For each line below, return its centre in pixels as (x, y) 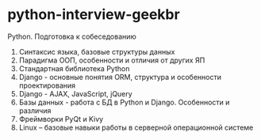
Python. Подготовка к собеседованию (72, 36)
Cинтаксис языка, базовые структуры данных (97, 51)
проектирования (47, 85)
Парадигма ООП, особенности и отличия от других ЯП (112, 60)
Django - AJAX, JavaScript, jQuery (75, 93)
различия (35, 110)
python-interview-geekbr (94, 15)
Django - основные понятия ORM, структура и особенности (120, 77)
